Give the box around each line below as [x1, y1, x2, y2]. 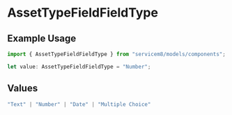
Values [7, 82, 38, 94]
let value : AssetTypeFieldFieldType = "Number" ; [7, 63, 151, 70]
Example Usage [7, 33, 77, 44]
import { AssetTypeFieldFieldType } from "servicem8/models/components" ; [7, 51, 226, 57]
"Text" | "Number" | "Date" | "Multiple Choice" [7, 100, 151, 108]
